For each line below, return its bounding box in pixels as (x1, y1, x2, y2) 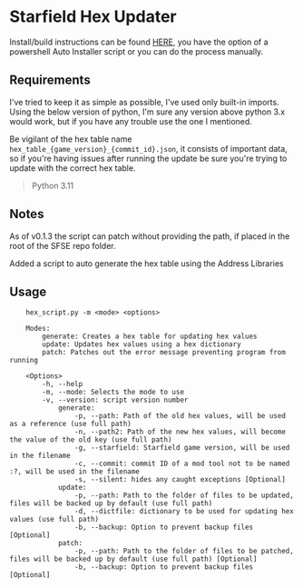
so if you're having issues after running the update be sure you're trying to (9, 153, 288, 164)
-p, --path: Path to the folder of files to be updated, (73, 491, 295, 501)
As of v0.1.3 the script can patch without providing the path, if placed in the (9, 230, 290, 242)
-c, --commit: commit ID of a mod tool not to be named (73, 459, 290, 469)
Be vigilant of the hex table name (9, 134, 132, 145)
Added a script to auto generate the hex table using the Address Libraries (9, 257, 284, 269)
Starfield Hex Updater (9, 6, 177, 27)
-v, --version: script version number (42, 395, 189, 405)
